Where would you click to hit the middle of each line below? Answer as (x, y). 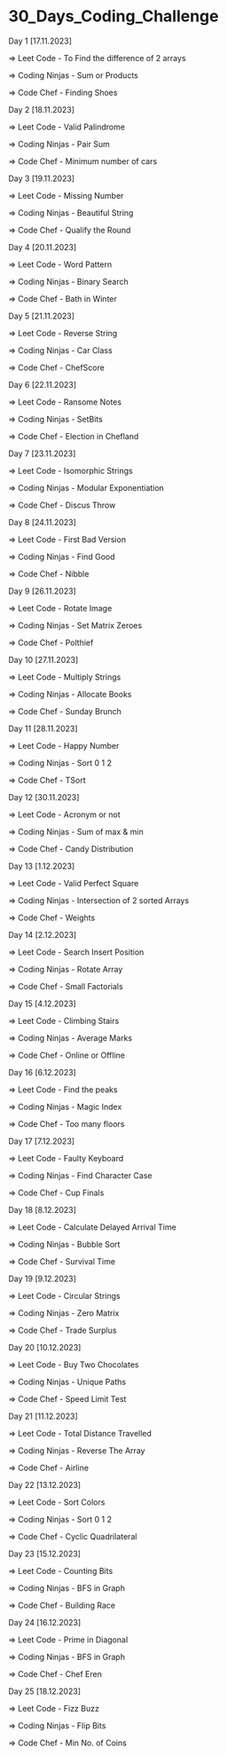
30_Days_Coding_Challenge (113, 16)
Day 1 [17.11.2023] (40, 41)
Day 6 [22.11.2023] (43, 384)
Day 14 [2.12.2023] (43, 934)
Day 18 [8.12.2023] (43, 1209)
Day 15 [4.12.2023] (42, 1003)
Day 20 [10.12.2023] (45, 1347)
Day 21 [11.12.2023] (43, 1416)
